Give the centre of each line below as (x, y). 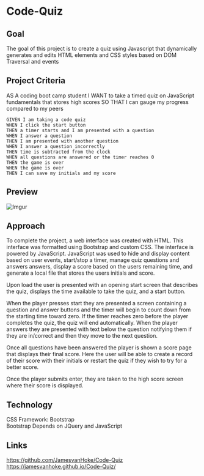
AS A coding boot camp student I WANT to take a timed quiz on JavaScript (100, 95)
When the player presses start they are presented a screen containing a (97, 303)
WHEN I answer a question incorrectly (56, 146)
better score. (23, 367)
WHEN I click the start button (46, 125)
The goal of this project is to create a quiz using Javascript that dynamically (102, 48)
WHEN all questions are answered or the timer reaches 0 (80, 157)
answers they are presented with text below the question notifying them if (99, 329)
